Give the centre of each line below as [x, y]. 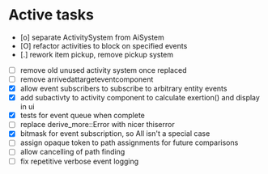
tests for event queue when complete [83, 116]
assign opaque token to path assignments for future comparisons [129, 142]
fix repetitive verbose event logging [79, 161]
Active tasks [51, 15]
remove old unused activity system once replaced [103, 70]
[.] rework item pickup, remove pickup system [97, 54]
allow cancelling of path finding [72, 152]
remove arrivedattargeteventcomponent [87, 79]
